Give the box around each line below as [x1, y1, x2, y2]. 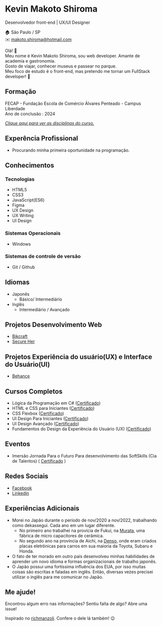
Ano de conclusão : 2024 [5, 111, 56, 117]
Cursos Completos [5, 387, 63, 395]
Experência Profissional [5, 135, 78, 143]
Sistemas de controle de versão [5, 253, 81, 260]
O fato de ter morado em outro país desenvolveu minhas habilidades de [12, 553, 155, 559]
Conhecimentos [5, 161, 54, 169]
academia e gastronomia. [5, 58, 56, 64]
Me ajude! [5, 588, 36, 596]
